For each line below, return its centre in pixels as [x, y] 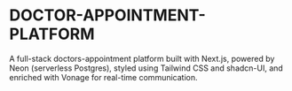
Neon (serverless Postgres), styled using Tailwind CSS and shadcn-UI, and [146, 68]
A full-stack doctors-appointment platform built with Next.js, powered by [142, 58]
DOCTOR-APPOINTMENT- [107, 15]
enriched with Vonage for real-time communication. [103, 77]
